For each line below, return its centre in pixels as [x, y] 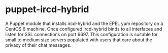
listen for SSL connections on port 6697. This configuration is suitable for [82, 34]
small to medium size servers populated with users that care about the [79, 40]
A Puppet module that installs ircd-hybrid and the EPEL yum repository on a [84, 23]
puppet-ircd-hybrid [47, 9]
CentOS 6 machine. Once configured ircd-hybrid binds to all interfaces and [84, 29]
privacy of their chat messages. [38, 45]
